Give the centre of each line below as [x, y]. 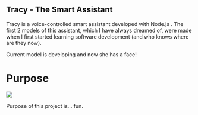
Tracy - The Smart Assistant [59, 10]
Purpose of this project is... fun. [45, 106]
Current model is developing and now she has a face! [71, 54]
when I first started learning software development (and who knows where [98, 36]
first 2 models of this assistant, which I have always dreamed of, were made [99, 30]
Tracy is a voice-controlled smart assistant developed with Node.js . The [95, 24]
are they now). [24, 43]
